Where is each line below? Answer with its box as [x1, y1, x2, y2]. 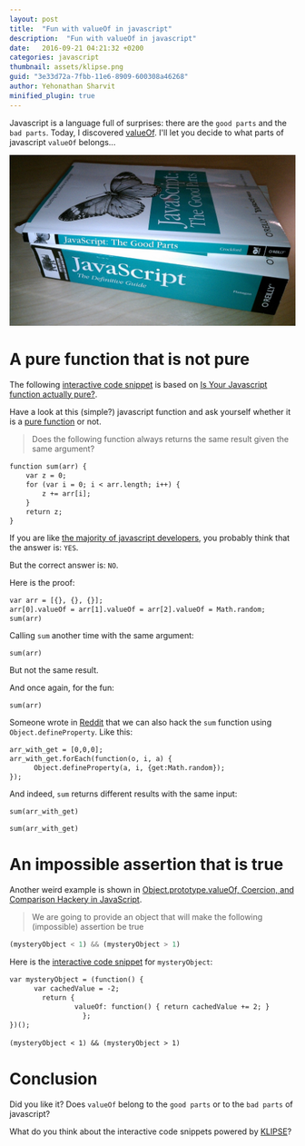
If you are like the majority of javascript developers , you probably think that [9, 532, 290, 543]
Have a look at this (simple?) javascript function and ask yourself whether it [9, 406, 291, 417]
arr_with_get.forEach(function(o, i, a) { [9, 754, 172, 763]
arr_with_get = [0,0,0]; [9, 745, 103, 754]
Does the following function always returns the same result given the [31, 433, 290, 444]
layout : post [9, 15, 59, 24]
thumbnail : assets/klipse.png [9, 63, 124, 72]
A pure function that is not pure [9, 350, 250, 370]
